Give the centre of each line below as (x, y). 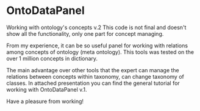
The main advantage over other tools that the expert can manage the (93, 70)
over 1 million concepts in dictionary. (52, 58)
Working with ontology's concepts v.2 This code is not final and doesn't (96, 27)
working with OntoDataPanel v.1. (47, 89)
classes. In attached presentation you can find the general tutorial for (93, 83)
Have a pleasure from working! (45, 101)
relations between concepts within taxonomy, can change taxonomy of (95, 76)
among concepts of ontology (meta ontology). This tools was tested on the (100, 52)
